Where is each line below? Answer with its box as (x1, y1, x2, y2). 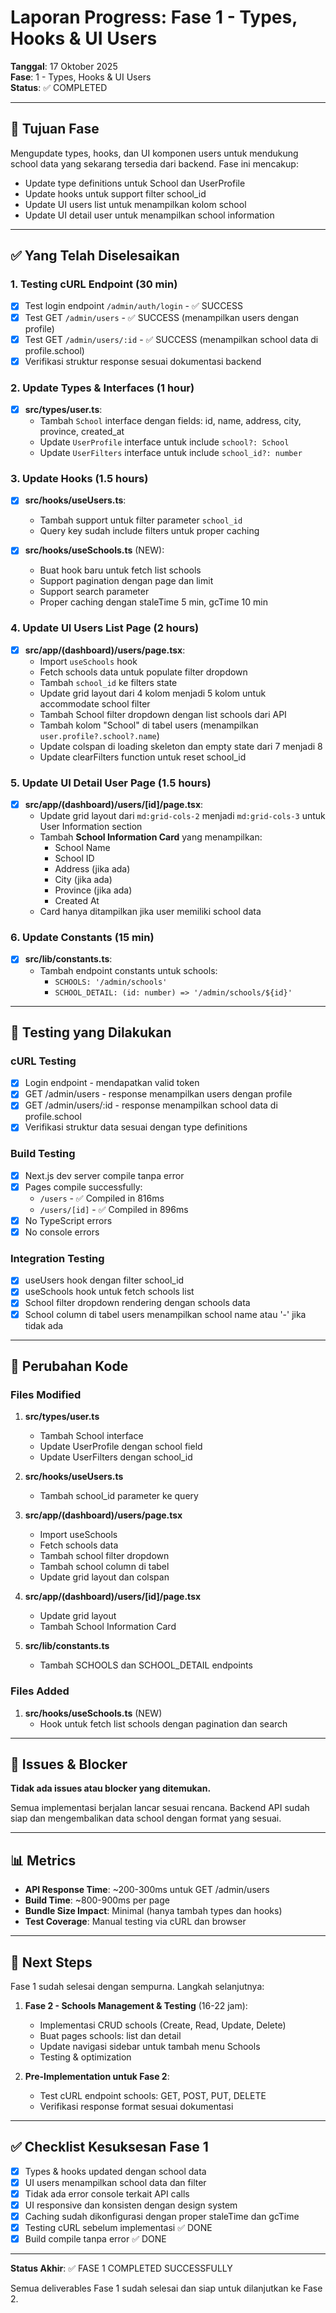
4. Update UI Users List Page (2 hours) (10, 621, 200, 635)
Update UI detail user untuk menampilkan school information (24, 209, 275, 221)
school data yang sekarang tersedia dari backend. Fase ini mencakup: (10, 157, 299, 170)
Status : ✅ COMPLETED (10, 81, 108, 93)
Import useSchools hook (39, 655, 138, 667)
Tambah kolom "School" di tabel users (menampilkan (39, 719, 259, 731)
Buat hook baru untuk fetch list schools (39, 564, 202, 576)
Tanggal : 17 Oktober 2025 (10, 60, 118, 72)
